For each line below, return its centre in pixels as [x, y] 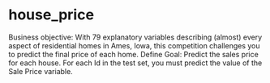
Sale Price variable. [41, 71]
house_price [51, 15]
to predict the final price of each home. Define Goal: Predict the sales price [134, 54]
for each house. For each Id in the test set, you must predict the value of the [135, 63]
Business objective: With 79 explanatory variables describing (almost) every [135, 37]
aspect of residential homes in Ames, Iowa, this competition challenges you [135, 45]
